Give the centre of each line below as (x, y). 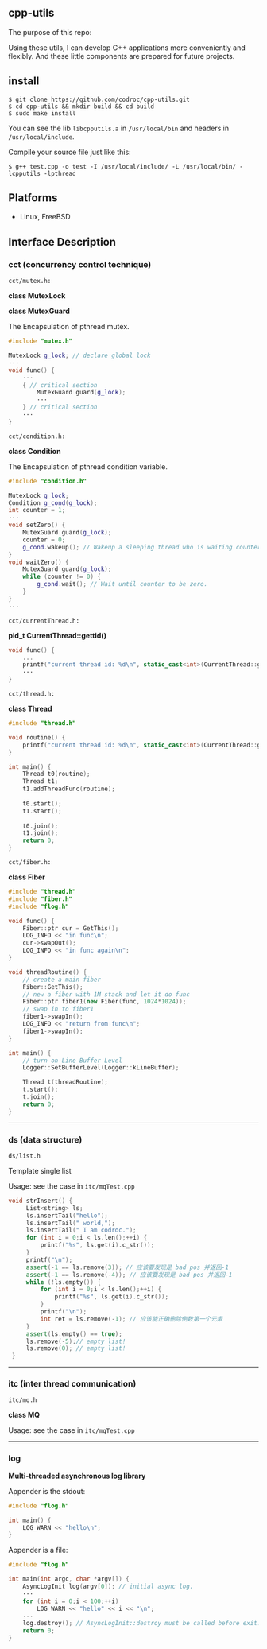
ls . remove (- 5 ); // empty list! (76, 1341)
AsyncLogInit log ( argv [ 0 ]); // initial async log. (108, 1587)
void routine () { (37, 737)
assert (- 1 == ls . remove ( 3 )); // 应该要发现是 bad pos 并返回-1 (127, 1267)
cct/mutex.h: (30, 281)
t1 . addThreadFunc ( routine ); (69, 789)
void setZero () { (37, 525)
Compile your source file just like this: (70, 152)
